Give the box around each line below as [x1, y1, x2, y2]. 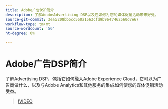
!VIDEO [17, 98, 33, 104]
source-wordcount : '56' [5, 26, 55, 31]
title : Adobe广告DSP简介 [5, 7, 54, 13]
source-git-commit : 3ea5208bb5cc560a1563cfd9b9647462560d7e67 [5, 17, 139, 22]
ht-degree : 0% [5, 31, 35, 36]
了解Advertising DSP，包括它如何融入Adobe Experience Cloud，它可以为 [5, 76, 157, 82]
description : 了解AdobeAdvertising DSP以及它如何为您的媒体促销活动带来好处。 [5, 12, 159, 17]
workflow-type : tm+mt [5, 21, 51, 27]
